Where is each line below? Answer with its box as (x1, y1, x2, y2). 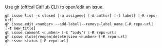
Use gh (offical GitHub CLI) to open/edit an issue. (5, 4, 104, 10)
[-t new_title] (5, 26, 36, 31)
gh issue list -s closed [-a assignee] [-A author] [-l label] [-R (5, 13, 145, 18)
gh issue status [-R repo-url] (5, 38, 69, 43)
